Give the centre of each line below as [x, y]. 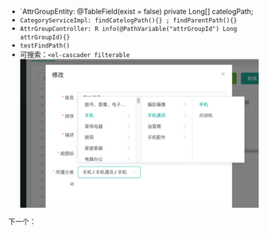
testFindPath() [45, 46]
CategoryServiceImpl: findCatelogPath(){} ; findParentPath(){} [128, 21]
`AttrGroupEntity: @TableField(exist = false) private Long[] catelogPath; [136, 11]
